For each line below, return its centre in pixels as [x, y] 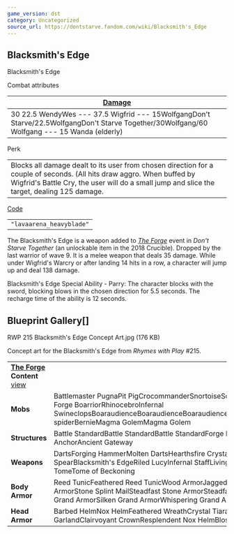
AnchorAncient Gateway [93, 442]
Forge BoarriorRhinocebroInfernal [109, 405]
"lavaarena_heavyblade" [50, 224]
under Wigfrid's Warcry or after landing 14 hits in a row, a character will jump [117, 263]
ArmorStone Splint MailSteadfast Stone [117, 491]
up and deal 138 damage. [44, 270]
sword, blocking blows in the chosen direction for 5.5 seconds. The [104, 291]
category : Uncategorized [43, 20]
